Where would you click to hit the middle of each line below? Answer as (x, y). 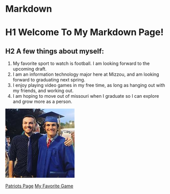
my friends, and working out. (43, 91)
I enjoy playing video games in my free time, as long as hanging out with (89, 85)
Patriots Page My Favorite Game (39, 186)
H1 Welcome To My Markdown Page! (84, 33)
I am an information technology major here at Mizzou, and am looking (86, 74)
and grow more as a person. (42, 102)
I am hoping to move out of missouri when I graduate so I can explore (86, 96)
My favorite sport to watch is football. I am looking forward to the (81, 63)
